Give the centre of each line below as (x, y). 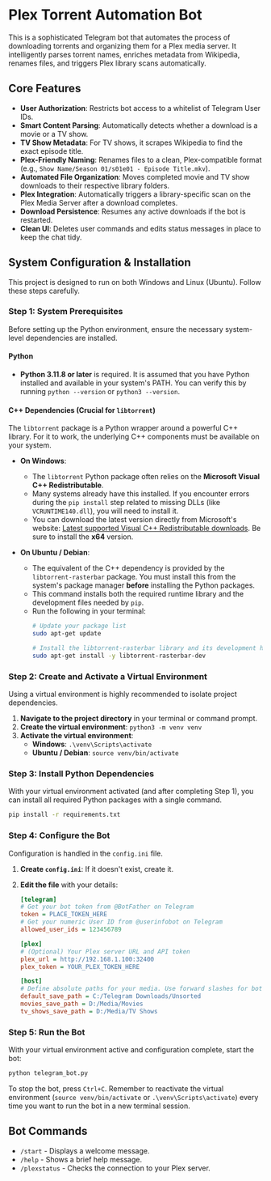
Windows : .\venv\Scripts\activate (92, 744)
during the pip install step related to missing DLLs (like (126, 503)
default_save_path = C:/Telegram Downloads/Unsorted (110, 996)
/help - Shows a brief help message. (81, 1159)
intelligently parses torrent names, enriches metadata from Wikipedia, (124, 54)
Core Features (45, 89)
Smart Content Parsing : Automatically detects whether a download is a (139, 125)
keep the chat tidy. (51, 237)
